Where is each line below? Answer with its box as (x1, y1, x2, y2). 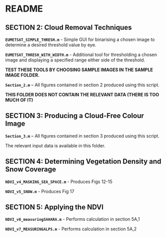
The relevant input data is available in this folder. (5, 142, 106, 149)
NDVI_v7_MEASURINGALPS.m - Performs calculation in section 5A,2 (5, 226, 137, 232)
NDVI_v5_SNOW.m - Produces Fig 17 (5, 188, 74, 194)
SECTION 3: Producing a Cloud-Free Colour (5, 111, 144, 120)
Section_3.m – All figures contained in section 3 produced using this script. (5, 133, 160, 139)
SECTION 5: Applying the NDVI (5, 203, 104, 212)
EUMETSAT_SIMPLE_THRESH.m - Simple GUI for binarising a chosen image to (5, 36, 155, 42)
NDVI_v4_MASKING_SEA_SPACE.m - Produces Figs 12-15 (5, 179, 113, 185)
